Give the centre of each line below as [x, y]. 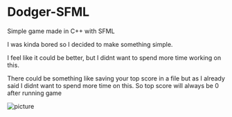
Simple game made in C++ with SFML [61, 31]
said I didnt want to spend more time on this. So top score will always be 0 [113, 85]
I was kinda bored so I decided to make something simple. [90, 44]
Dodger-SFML [48, 12]
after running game [35, 93]
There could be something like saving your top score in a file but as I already [116, 78]
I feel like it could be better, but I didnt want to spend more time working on [114, 57]
